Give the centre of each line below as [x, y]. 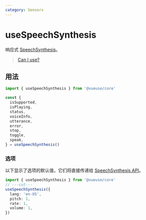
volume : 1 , [21, 208]
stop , [16, 131]
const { [13, 98]
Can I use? [28, 60]
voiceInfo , [21, 117]
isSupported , [23, 102]
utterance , [21, 121]
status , [18, 112]
